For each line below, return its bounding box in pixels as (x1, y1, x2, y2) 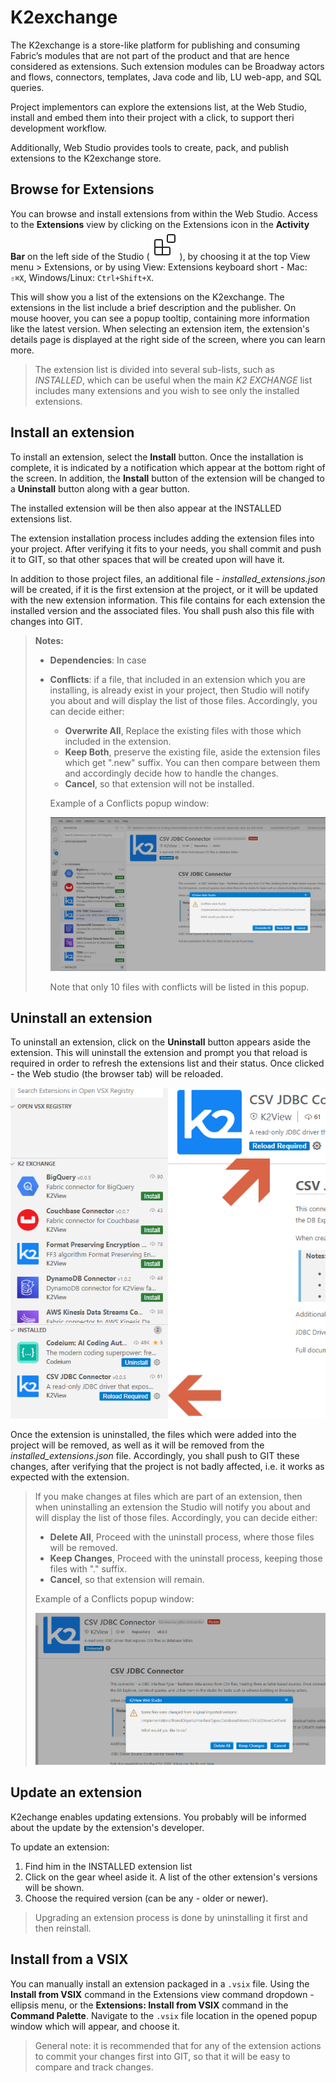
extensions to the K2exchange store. (10, 152, 162, 164)
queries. (10, 81, 45, 93)
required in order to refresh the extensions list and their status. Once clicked (10, 1057, 325, 1070)
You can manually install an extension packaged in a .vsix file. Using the (10, 1977, 310, 1990)
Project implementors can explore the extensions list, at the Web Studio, (10, 101, 307, 113)
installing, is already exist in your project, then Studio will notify (49, 684, 310, 696)
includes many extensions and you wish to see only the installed (34, 384, 300, 396)
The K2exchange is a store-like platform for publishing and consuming (10, 39, 301, 51)
